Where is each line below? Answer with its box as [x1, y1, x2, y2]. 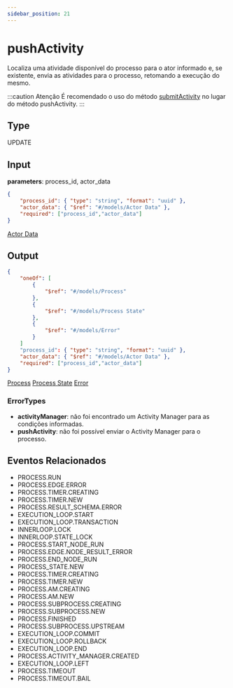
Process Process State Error [7, 379, 89, 387]
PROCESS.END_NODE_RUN [17, 555, 98, 564]
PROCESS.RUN [17, 474, 62, 482]
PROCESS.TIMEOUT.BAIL [17, 674, 91, 683]
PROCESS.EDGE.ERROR [17, 481, 87, 489]
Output [7, 249, 38, 261]
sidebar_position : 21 [7, 10, 71, 18]
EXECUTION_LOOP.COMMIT [17, 630, 100, 638]
